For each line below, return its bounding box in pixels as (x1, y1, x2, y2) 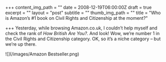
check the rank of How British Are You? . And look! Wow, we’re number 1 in (5, 30, 160, 36)
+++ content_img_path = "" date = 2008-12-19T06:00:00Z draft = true (5, 5, 152, 10)
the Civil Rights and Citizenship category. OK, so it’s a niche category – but (5, 36, 161, 42)
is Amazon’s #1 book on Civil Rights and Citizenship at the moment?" (5, 15, 148, 21)
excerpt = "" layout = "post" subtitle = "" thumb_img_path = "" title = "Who (5, 10, 161, 16)
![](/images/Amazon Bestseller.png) (5, 51, 79, 57)
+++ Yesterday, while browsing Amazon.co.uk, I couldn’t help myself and (5, 25, 158, 31)
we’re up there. (5, 41, 37, 47)
